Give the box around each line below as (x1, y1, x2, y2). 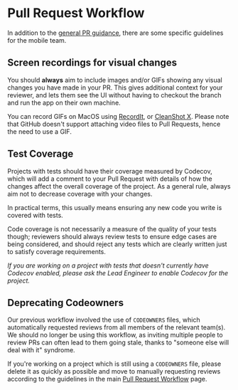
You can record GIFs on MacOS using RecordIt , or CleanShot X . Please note (7, 112, 229, 120)
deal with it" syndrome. (7, 346, 76, 354)
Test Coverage (7, 148, 74, 160)
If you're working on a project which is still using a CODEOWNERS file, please (7, 359, 222, 368)
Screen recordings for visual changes (7, 57, 178, 69)
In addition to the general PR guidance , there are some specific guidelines (7, 28, 224, 37)
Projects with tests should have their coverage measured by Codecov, (7, 167, 212, 175)
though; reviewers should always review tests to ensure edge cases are (7, 232, 217, 241)
